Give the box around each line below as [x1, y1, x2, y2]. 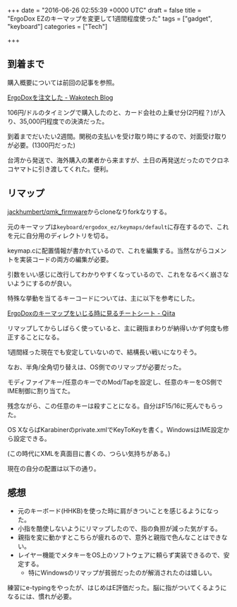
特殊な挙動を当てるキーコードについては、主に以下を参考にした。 [7, 294, 199, 302]
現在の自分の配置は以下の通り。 [7, 464, 100, 472]
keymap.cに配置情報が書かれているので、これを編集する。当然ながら [7, 246, 208, 255]
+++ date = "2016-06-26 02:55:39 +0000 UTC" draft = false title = [7, 6, 202, 14]
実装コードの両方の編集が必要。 [19, 255, 113, 263]
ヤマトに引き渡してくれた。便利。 [13, 164, 113, 173]
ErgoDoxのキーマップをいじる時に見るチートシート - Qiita [7, 308, 176, 317]
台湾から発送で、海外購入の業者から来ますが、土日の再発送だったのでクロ [7, 155, 224, 164]
